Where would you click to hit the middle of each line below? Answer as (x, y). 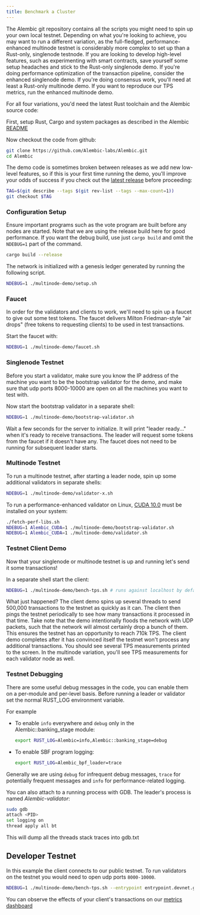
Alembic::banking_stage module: (55, 729)
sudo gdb (17, 809)
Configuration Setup (36, 212)
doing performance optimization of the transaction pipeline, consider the (95, 73)
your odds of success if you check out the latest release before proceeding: (99, 180)
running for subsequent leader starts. (52, 447)
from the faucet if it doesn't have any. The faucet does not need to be (91, 441)
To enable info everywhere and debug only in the (74, 723)
